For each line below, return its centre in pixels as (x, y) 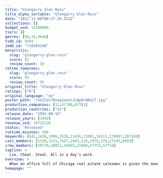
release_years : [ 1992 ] (28, 118)
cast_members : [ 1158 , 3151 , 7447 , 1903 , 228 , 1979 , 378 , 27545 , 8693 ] (69, 141)
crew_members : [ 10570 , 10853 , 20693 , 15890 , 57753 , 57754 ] (61, 146)
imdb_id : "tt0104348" (27, 46)
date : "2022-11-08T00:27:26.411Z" (40, 19)
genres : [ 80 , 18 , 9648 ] (27, 37)
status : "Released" (25, 127)
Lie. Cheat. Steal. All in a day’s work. (52, 155)
